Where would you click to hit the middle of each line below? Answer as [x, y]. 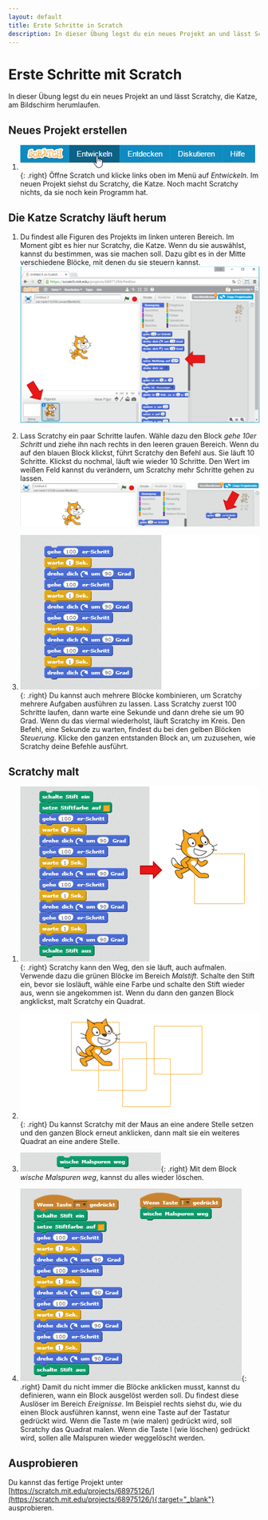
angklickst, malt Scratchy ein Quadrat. [83, 1002]
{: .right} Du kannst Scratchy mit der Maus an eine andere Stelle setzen [136, 1125]
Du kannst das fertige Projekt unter [66, 1482]
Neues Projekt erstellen [68, 130]
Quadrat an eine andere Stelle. [70, 1142]
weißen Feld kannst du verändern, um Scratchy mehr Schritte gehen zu [137, 470]
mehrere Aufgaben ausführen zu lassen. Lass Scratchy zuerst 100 [128, 704]
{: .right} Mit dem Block [199, 1169]
